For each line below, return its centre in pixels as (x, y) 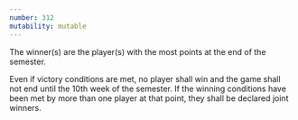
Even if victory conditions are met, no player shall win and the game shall (145, 78)
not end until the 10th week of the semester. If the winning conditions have (148, 88)
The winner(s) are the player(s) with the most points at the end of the (138, 51)
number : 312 (32, 18)
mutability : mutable (48, 26)
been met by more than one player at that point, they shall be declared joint (149, 98)
